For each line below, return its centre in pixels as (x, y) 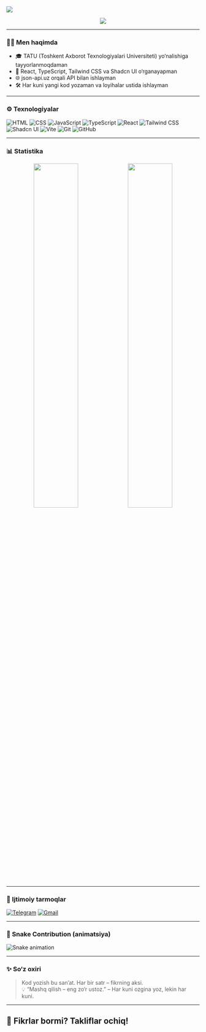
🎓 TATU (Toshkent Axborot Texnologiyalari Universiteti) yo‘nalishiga (102, 56)
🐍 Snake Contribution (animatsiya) (59, 935)
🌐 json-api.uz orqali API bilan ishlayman (66, 78)
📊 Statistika (25, 151)
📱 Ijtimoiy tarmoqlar (36, 899)
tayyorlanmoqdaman (41, 65)
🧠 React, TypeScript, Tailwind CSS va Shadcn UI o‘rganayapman (96, 71)
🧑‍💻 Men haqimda (32, 42)
